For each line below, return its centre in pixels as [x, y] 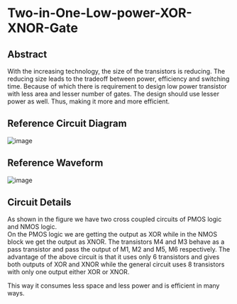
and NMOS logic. [32, 227]
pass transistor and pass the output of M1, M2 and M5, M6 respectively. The [119, 249]
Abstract [27, 54]
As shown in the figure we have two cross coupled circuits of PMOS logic [115, 219]
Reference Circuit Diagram [67, 124]
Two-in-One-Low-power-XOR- [100, 13]
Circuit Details [39, 202]
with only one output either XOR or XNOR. [68, 272]
